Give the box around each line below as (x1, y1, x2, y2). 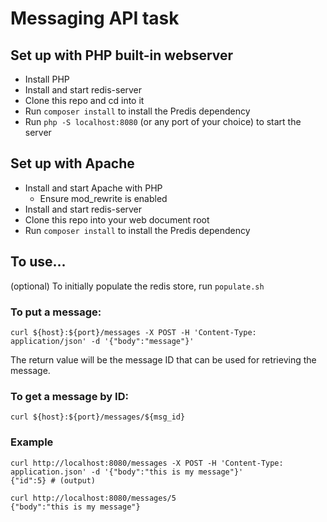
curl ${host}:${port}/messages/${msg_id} (10, 412, 186, 422)
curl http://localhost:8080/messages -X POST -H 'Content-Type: (10, 458, 284, 468)
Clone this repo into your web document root (24, 213, 210, 226)
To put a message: (10, 305, 102, 319)
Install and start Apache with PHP (24, 182, 163, 194)
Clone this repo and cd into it (24, 95, 145, 106)
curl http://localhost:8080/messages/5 (10, 493, 177, 503)
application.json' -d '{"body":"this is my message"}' (10, 467, 244, 477)
